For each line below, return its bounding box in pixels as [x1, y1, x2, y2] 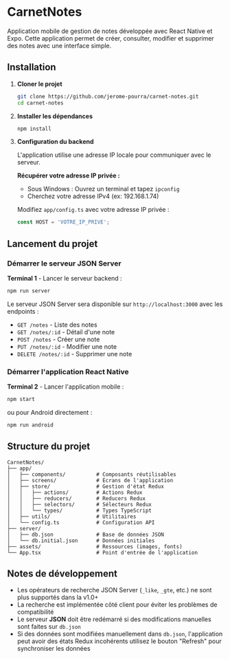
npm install [16, 125, 51, 132]
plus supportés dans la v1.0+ [16, 593, 99, 602]
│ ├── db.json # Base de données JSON [7, 531, 165, 538]
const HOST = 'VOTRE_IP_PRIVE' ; [16, 219, 110, 226]
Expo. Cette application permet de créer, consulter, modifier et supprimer [7, 34, 214, 42]
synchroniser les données [16, 645, 91, 653]
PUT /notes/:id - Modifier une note [16, 342, 117, 351]
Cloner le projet [16, 80, 63, 88]
